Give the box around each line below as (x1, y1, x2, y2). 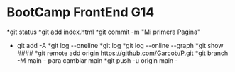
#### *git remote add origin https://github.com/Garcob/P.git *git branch (16, 49, 229, 57)
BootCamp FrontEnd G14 (6, 4, 155, 20)
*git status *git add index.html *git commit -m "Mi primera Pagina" (6, 28, 201, 36)
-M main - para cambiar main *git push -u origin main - (16, 56, 178, 64)
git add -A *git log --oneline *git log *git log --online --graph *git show (16, 41, 224, 49)
